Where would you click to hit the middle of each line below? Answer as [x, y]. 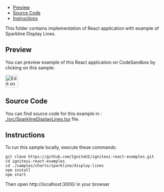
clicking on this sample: [30, 68]
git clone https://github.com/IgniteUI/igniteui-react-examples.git [80, 157]
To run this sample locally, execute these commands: [61, 147]
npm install [18, 170]
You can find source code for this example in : [54, 113]
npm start [16, 175]
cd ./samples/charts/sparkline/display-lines [54, 166]
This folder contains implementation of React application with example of [82, 28]
